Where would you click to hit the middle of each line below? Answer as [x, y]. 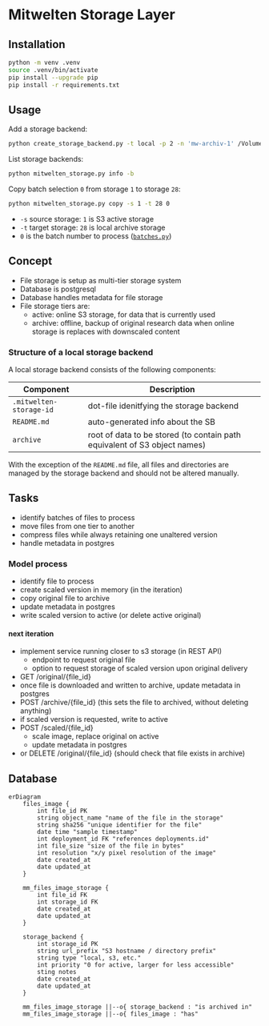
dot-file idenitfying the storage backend [163, 406]
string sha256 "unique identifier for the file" [120, 825]
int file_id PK [62, 811]
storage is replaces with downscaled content [106, 331]
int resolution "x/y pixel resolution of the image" [127, 853]
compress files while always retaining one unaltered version [118, 535]
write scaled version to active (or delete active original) [110, 615]
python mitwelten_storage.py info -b [71, 174]
